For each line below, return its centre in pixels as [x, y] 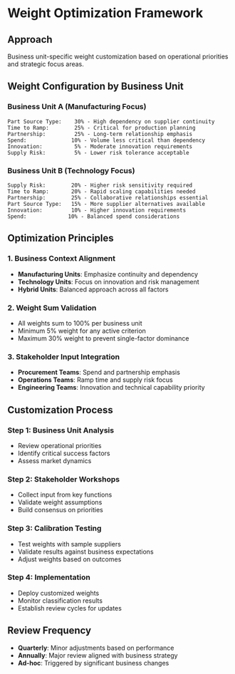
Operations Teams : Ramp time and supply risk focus [95, 380]
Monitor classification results [60, 601]
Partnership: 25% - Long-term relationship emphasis [100, 134]
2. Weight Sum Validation [52, 308]
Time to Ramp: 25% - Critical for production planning [101, 128]
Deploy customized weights [58, 593]
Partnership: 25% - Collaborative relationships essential [108, 197]
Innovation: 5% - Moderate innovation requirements [100, 146]
